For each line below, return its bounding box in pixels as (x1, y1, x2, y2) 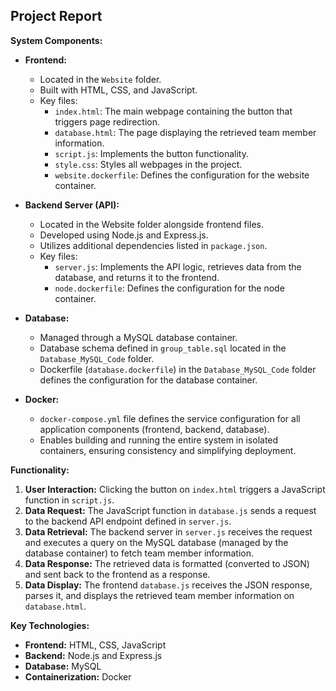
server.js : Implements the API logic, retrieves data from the (54, 260, 302, 273)
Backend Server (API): (24, 199, 120, 211)
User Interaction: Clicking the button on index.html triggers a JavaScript (24, 483, 326, 495)
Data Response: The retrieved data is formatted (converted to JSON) (24, 557, 310, 569)
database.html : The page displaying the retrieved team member (54, 126, 317, 138)
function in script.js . (24, 494, 115, 506)
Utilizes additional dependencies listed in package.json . (39, 239, 268, 251)
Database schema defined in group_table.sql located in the (39, 342, 287, 354)
